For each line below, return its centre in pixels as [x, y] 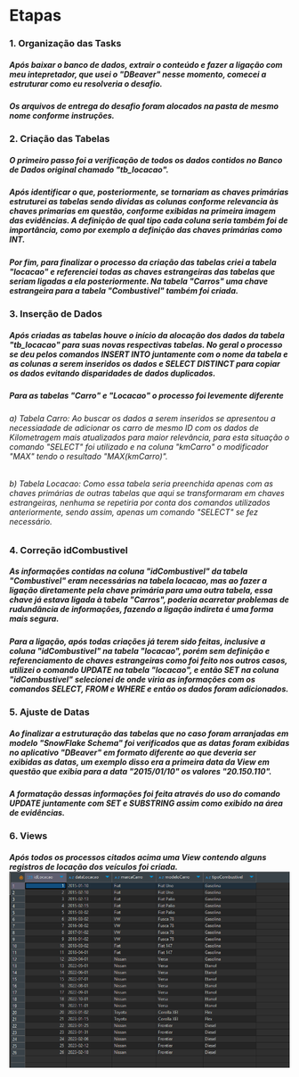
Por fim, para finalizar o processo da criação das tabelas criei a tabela [143, 262]
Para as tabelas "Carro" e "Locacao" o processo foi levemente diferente [147, 396]
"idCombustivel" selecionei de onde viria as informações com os [133, 679]
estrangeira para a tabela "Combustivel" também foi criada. [124, 290]
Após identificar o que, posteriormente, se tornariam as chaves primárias [149, 192]
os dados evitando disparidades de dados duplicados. [113, 373]
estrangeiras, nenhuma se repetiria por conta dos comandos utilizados [140, 503]
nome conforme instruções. [62, 116]
